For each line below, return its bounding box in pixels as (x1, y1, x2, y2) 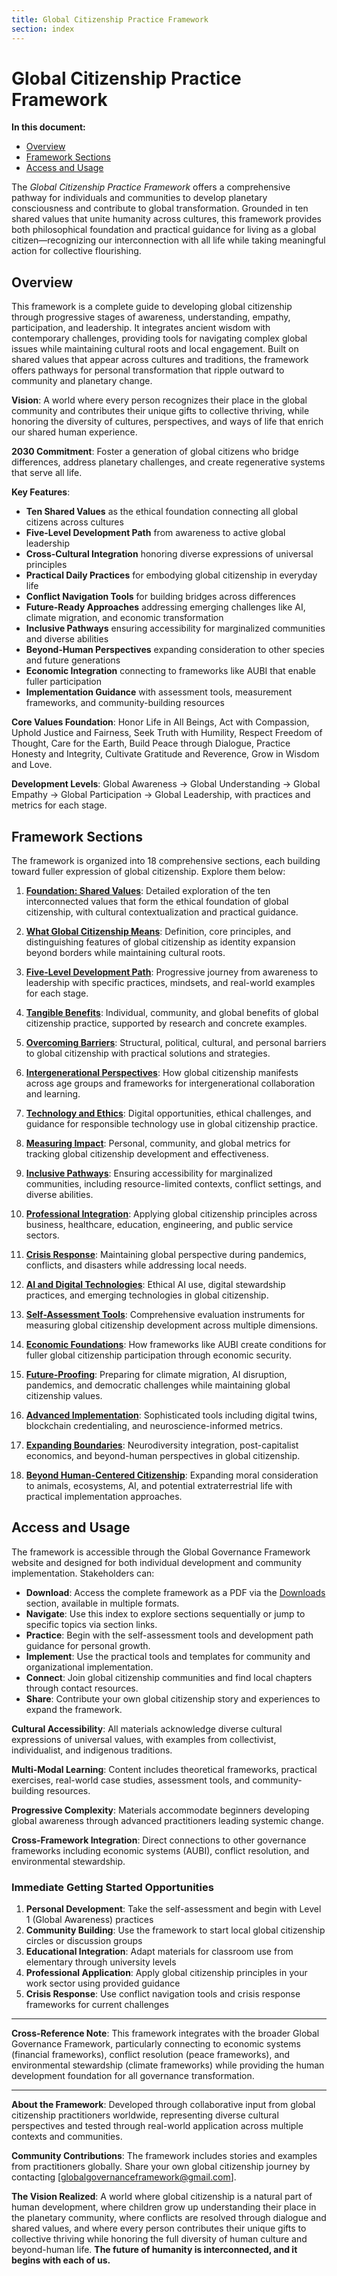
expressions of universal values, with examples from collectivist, (11, 1733, 277, 1745)
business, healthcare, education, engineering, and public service (25, 1219, 294, 1231)
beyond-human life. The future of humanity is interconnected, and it (11, 2244, 298, 2256)
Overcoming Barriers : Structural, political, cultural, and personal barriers (25, 1037, 327, 1049)
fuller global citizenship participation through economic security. (25, 1349, 293, 1361)
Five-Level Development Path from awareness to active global (25, 527, 286, 539)
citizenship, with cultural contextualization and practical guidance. (25, 906, 299, 918)
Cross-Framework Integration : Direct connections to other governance (11, 1834, 307, 1846)
